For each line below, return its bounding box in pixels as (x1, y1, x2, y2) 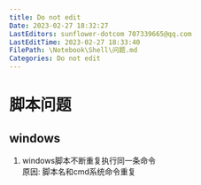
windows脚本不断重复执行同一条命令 (21, 156, 157, 166)
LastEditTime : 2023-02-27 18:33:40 (9, 37, 141, 47)
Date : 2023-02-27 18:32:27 (9, 21, 109, 30)
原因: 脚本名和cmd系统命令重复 (21, 166, 136, 177)
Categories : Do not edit (9, 54, 101, 63)
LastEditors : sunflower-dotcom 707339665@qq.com (9, 29, 192, 38)
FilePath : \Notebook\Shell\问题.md (9, 46, 138, 55)
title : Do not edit (9, 12, 81, 22)
